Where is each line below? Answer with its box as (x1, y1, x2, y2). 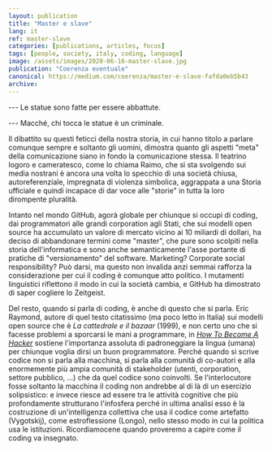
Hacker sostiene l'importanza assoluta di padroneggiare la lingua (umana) (8, 338, 256, 348)
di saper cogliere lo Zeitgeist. (8, 288, 106, 297)
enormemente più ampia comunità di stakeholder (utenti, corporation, (8, 363, 241, 374)
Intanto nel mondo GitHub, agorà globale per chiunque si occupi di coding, (8, 210, 258, 219)
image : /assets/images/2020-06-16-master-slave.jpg (8, 58, 187, 66)
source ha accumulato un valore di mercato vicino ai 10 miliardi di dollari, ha (8, 227, 261, 236)
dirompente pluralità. (8, 194, 78, 204)
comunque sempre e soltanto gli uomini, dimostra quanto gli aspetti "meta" (8, 142, 260, 152)
